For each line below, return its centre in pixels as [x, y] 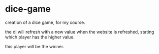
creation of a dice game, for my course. [45, 22]
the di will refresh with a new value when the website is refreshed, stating [79, 32]
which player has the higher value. [40, 37]
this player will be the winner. [35, 46]
